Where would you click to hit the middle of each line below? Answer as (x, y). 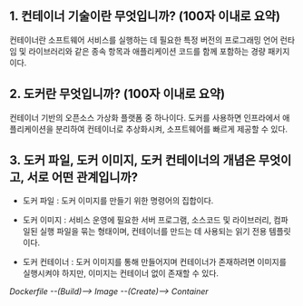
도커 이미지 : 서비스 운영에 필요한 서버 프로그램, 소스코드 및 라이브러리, (147, 220)
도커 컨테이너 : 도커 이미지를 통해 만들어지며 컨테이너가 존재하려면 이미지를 (155, 262)
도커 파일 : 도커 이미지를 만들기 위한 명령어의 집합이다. (118, 201)
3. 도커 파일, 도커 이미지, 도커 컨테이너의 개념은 (133, 160)
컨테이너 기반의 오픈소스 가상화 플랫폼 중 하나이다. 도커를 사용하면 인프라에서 (145, 117)
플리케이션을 (32, 129)
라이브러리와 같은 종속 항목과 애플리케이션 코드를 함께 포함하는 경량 (147, 51)
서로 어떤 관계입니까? (83, 178)
